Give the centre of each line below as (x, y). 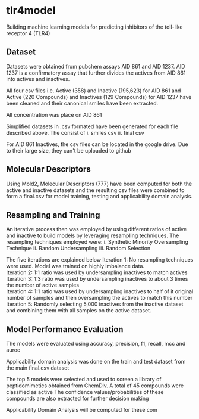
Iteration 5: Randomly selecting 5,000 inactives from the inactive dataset (95, 304)
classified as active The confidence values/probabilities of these (85, 392)
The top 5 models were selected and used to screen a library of (84, 380)
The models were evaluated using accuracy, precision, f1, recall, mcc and (96, 344)
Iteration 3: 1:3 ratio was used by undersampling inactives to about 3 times (97, 279)
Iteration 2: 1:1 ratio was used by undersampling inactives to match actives (97, 272)
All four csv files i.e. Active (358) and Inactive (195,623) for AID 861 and (94, 91)
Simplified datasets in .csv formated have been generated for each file (92, 126)
